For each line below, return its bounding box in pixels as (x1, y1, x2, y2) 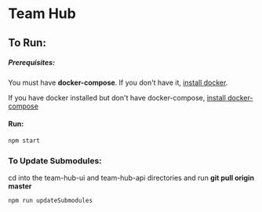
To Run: (8, 36, 47, 49)
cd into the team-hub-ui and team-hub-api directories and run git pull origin (8, 173, 255, 182)
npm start (8, 137, 41, 144)
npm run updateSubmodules (8, 196, 93, 204)
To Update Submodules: (8, 155, 102, 166)
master (8, 181, 32, 191)
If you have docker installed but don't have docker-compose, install (8, 93, 226, 102)
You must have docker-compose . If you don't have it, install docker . (8, 78, 228, 87)
